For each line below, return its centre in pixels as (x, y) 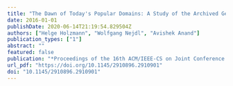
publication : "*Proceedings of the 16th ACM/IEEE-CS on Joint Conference (116, 59)
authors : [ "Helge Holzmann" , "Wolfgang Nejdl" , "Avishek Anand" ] (103, 33)
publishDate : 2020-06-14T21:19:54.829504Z (69, 26)
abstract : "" (26, 46)
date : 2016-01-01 (32, 20)
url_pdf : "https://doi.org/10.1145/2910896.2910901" (85, 65)
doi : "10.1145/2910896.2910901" (54, 71)
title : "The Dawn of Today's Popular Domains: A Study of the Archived (113, 14)
